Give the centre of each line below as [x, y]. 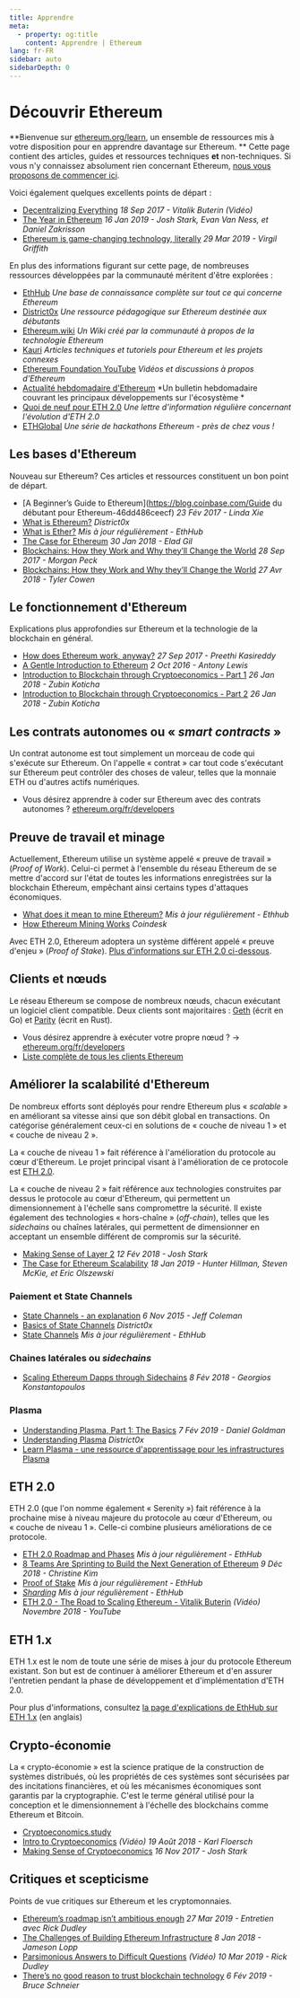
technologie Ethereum [63, 340]
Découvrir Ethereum [86, 112]
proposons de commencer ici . [64, 175]
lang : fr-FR [31, 51]
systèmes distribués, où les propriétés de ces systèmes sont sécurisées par [150, 1777]
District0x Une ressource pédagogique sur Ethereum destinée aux [144, 312]
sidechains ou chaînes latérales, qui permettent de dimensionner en [134, 1227]
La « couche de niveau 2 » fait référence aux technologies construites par [146, 1188]
